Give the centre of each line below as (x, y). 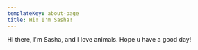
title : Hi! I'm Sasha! (40, 20)
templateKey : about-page (43, 13)
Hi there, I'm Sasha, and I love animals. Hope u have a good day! (99, 39)
